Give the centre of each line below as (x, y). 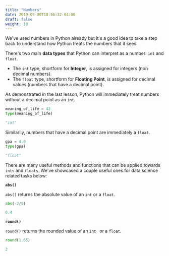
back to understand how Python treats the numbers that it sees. (71, 44)
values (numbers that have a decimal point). (58, 85)
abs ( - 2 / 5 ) (16, 204)
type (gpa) (16, 146)
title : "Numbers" (23, 10)
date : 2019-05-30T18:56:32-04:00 (40, 15)
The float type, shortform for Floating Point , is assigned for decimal (84, 79)
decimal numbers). (32, 74)
